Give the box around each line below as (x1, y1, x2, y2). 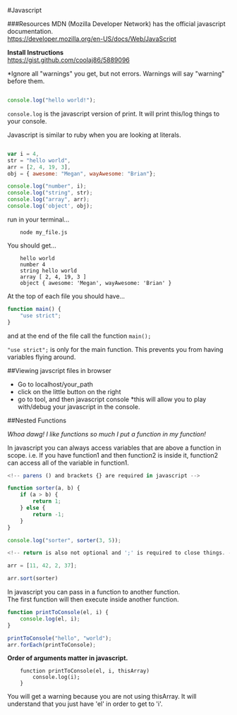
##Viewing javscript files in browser (7, 366, 111, 374)
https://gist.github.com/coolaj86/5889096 (7, 56, 130, 64)
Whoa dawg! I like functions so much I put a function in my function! (7, 429, 207, 438)
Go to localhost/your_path (17, 380, 94, 389)
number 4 (20, 261, 46, 268)
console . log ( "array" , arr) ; (7, 196, 90, 203)
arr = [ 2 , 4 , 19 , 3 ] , (7, 164, 71, 171)
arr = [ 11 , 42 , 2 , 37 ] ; (7, 562, 78, 570)
